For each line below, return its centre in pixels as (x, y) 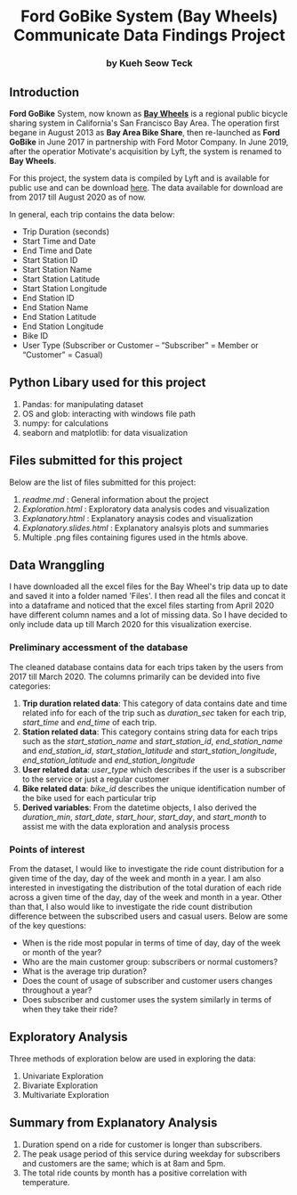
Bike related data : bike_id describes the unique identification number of (154, 788)
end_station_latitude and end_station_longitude (108, 760)
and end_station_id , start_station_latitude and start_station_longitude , (149, 750)
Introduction (44, 92)
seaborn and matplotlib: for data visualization (105, 432)
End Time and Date (57, 250)
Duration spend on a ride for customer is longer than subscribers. (142, 1144)
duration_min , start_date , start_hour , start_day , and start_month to (144, 816)
